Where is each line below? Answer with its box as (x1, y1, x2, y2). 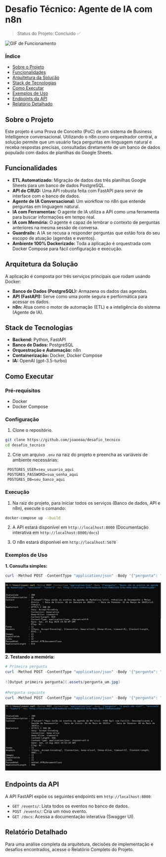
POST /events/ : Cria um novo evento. (12, 808, 87, 814)
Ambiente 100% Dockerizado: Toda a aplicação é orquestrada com (12, 240, 151, 246)
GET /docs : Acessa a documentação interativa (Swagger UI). (12, 813, 135, 819)
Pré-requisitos (5, 387, 41, 394)
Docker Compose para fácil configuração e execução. (12, 246, 123, 252)
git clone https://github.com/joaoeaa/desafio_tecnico (5, 438, 121, 443)
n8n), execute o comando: (12, 505, 66, 511)
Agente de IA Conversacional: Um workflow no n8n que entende (12, 198, 146, 204)
